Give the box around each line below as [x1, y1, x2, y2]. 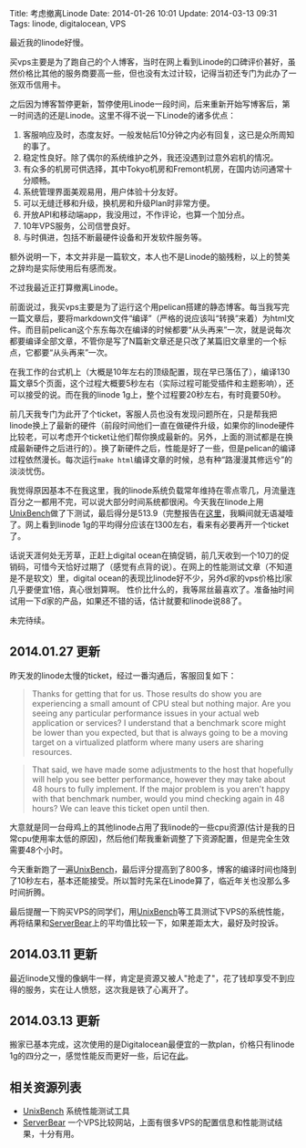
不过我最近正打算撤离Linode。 [9, 282, 123, 293]
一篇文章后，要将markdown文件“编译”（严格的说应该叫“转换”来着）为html [9, 313, 287, 324]
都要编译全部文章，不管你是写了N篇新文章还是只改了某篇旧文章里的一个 [9, 336, 280, 346]
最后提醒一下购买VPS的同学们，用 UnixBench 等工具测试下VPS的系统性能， [9, 905, 290, 916]
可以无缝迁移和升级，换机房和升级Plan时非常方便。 [22, 198, 216, 208]
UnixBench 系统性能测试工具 [22, 1106, 130, 1117]
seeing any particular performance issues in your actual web [31, 708, 260, 719]
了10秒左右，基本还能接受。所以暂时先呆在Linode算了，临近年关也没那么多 [9, 874, 291, 886]
